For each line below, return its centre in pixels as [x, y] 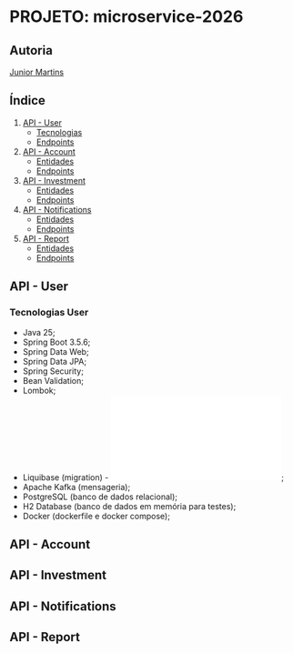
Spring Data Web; [56, 351]
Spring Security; [53, 371]
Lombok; [39, 390]
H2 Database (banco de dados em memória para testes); [129, 506]
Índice [27, 100]
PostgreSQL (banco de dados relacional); [100, 497]
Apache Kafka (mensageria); [76, 487]
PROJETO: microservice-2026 [126, 17]
